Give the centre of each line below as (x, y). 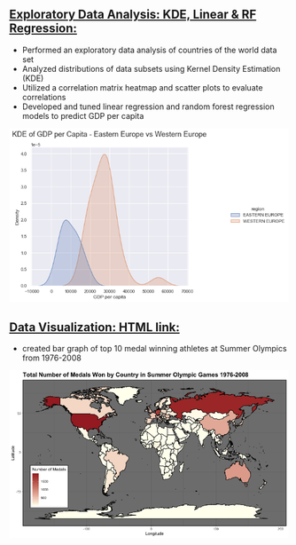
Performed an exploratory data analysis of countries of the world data (149, 50)
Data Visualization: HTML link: (94, 327)
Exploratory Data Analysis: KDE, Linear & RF (133, 15)
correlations (44, 97)
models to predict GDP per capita (83, 115)
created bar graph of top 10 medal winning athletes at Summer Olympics (154, 349)
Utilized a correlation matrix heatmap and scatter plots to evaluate (142, 87)
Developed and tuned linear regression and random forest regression (148, 107)
